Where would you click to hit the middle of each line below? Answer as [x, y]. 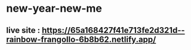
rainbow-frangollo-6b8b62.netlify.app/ [81, 39]
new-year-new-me [54, 9]
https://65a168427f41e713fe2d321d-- [113, 30]
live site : [23, 30]
